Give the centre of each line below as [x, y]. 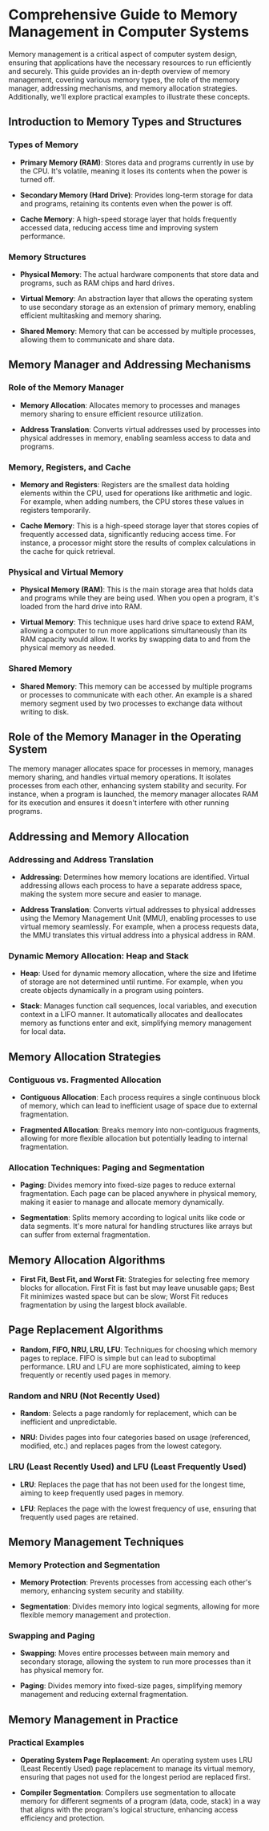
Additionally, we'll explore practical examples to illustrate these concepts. [129, 96]
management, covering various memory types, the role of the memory [124, 79]
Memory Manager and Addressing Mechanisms [130, 365]
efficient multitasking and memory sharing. [90, 315]
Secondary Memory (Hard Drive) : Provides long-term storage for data [137, 195]
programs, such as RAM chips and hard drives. [97, 283]
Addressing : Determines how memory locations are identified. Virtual [134, 877]
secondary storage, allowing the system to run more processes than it [135, 1662]
